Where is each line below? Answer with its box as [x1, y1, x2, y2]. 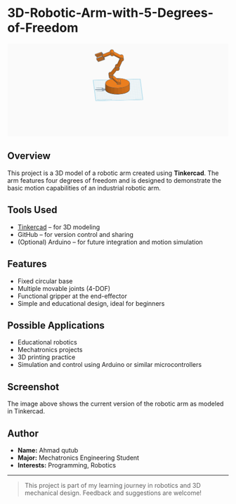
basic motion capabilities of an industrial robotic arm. [7, 183, 162, 192]
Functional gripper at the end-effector [17, 292, 128, 300]
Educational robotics [17, 338, 77, 347]
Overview [7, 150, 51, 162]
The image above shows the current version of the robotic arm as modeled [7, 399, 224, 408]
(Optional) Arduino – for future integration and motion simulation [17, 238, 204, 246]
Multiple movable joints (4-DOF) [17, 284, 111, 292]
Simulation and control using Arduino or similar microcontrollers [17, 361, 202, 369]
